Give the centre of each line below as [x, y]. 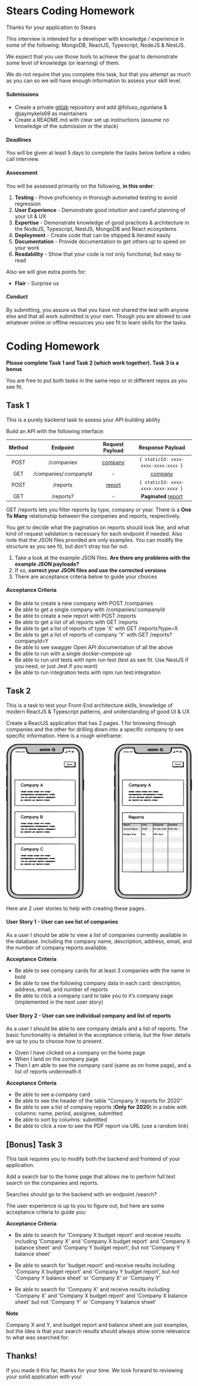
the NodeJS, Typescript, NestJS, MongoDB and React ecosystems [95, 228]
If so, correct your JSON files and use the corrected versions [90, 570]
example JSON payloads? [47, 564]
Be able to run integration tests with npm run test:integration [88, 672]
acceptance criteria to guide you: [46, 1212]
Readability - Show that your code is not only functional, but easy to [98, 254]
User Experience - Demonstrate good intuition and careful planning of [100, 210]
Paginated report [162, 496]
